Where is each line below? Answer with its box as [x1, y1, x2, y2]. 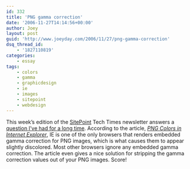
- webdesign [17, 102, 46, 108]
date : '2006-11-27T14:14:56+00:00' [6, 19, 94, 25]
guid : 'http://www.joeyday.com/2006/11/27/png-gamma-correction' [6, 36, 170, 42]
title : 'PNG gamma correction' [6, 14, 83, 20]
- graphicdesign [17, 80, 57, 86]
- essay [17, 58, 35, 64]
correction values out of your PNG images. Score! [6, 156, 127, 163]
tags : [6, 63, 19, 70]
